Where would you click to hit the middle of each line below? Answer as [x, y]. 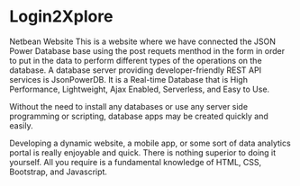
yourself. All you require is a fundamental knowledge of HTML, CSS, [136, 162]
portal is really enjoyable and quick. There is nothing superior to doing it [143, 152]
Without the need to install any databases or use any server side [129, 106]
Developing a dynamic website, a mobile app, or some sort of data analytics [150, 143]
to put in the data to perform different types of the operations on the [136, 60]
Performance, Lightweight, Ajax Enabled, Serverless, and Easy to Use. [140, 89]
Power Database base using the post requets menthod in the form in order [147, 50]
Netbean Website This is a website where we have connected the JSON [143, 41]
